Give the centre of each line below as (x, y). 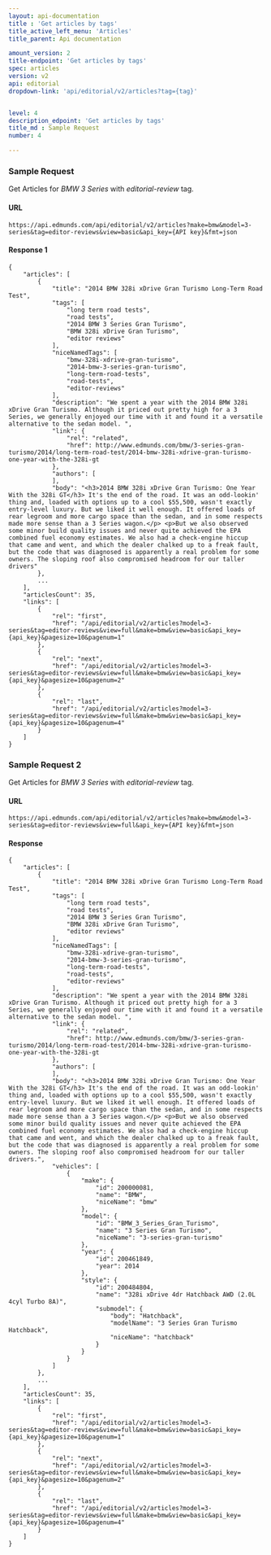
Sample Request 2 (45, 764)
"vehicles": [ (75, 1167)
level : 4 (23, 113)
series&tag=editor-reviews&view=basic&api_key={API (97, 232)
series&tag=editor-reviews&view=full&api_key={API (96, 826)
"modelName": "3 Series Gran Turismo (174, 1323)
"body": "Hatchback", (146, 1316)
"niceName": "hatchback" (152, 1338)
